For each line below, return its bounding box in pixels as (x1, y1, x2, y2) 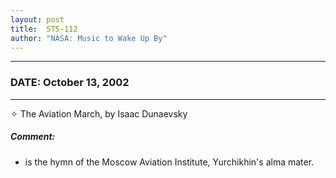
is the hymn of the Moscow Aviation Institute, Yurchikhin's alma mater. (24, 156, 315, 168)
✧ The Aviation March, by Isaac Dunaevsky (10, 107, 188, 120)
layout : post (10, 14, 65, 25)
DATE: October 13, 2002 (10, 76, 130, 90)
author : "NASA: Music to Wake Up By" (10, 33, 168, 43)
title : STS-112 (10, 24, 78, 34)
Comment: (10, 131, 56, 143)
